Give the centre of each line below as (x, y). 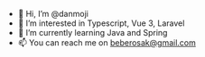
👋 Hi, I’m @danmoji (53, 14)
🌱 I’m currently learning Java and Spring (93, 33)
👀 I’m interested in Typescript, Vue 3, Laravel (101, 23)
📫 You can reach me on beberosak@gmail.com (107, 43)
